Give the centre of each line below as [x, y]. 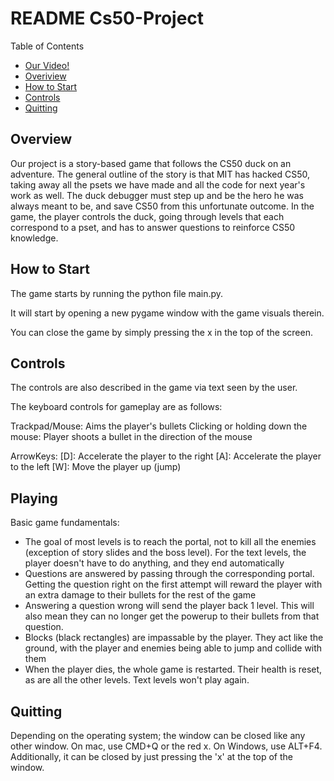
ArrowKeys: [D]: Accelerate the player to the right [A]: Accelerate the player [166, 456]
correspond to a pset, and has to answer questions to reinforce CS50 [153, 227]
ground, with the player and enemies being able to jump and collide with [173, 648]
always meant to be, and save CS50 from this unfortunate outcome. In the [162, 206]
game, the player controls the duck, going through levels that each [147, 216]
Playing [34, 498]
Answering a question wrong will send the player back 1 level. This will [169, 606]
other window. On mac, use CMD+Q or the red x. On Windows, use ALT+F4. [166, 746]
